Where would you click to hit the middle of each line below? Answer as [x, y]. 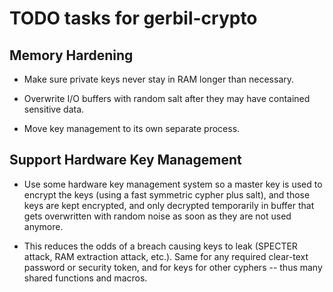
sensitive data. [54, 109]
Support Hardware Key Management [125, 160]
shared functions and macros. [85, 278]
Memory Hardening [71, 55]
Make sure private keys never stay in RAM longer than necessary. [159, 79]
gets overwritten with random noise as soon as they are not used [157, 216]
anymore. [43, 226]
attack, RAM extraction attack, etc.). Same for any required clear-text [166, 256]
